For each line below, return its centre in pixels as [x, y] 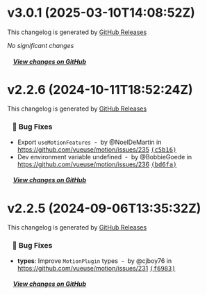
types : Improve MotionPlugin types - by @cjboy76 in [94, 261]
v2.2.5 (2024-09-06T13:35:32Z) [104, 208]
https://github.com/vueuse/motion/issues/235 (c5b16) [97, 149]
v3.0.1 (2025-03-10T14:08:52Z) [101, 13]
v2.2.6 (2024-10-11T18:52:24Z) [100, 89]
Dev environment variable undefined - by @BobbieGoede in [105, 157]
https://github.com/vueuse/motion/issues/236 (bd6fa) [97, 164]
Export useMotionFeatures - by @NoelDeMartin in [89, 142]
